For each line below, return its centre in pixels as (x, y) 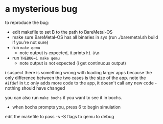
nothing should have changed (35, 88)
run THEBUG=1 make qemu (36, 58)
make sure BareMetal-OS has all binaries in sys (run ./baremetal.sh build (85, 37)
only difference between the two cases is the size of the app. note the (76, 78)
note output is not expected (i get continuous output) (73, 63)
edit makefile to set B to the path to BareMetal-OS (62, 32)
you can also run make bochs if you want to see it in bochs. (64, 97)
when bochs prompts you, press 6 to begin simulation (66, 107)
